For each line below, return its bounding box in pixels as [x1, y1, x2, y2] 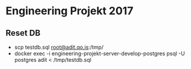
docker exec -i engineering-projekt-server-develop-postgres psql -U [14, 50, 186, 57]
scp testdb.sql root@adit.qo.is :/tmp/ [14, 43, 104, 51]
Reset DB [5, 28, 41, 38]
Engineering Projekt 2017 [5, 4, 133, 18]
